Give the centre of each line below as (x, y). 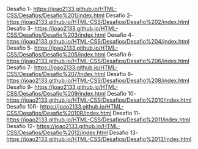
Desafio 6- (120, 54)
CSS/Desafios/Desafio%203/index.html (56, 35)
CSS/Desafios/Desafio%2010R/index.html (59, 113)
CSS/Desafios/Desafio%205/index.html (56, 54)
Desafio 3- (20, 28)
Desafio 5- (20, 48)
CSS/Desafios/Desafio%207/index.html (56, 74)
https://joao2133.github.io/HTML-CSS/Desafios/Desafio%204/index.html (98, 41)
